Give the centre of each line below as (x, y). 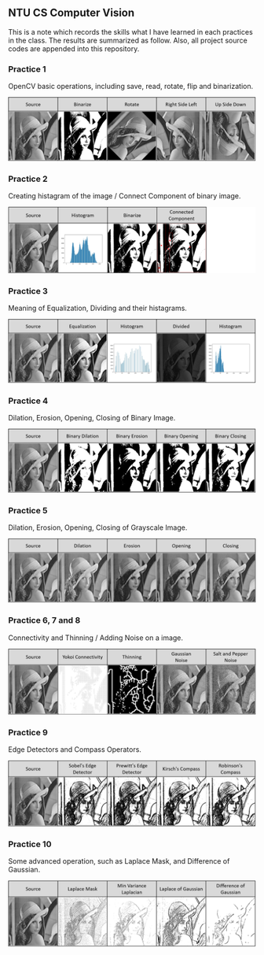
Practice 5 (28, 511)
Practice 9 (28, 732)
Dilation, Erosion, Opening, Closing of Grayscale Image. (98, 527)
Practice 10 (30, 844)
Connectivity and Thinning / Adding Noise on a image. (95, 638)
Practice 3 (28, 291)
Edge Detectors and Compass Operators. (75, 749)
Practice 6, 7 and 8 (44, 620)
